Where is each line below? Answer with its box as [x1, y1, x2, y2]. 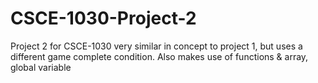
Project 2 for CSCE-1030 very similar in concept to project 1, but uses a [10, 40, 303, 52]
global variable [10, 61, 72, 73]
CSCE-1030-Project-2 [10, 7, 197, 30]
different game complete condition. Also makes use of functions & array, [10, 50, 309, 62]
